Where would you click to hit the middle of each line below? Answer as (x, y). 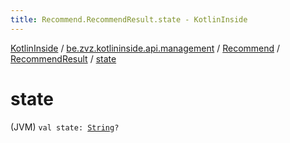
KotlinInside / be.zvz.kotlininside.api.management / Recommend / (145, 48)
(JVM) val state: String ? (65, 127)
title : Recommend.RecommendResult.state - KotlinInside (129, 19)
